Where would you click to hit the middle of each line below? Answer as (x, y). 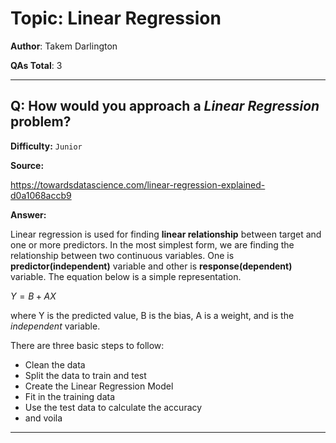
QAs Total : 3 (36, 65)
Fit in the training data (70, 396)
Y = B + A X (33, 296)
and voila (43, 418)
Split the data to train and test (85, 375)
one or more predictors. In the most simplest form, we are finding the (152, 244)
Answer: (28, 214)
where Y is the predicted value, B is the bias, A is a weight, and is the (152, 315)
